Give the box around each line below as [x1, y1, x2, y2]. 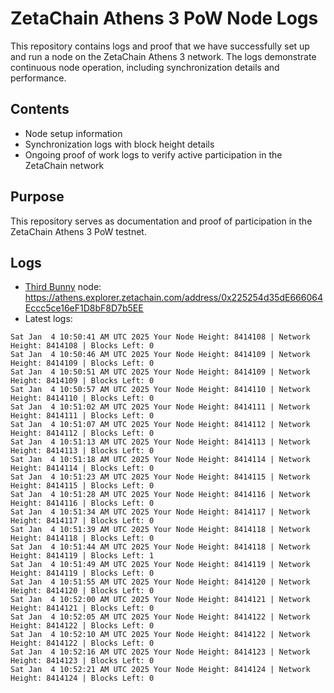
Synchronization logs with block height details [24, 138, 215, 150]
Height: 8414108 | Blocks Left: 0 [10, 341, 155, 351]
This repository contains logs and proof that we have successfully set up [10, 40, 310, 52]
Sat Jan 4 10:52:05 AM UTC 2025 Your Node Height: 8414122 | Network [10, 612, 311, 622]
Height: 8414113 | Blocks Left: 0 [10, 446, 155, 456]
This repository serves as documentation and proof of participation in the [10, 215, 313, 227]
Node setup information [24, 127, 123, 139]
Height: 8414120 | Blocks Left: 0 [10, 586, 155, 596]
